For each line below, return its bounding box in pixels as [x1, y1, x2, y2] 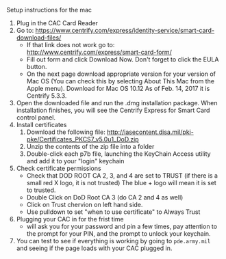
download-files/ [16, 33, 62, 42]
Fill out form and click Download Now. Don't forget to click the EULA [26, 55, 219, 64]
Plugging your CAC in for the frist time [16, 215, 124, 223]
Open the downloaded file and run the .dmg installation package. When [16, 99, 218, 107]
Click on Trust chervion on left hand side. [26, 201, 143, 208]
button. [26, 63, 47, 70]
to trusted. [26, 186, 56, 194]
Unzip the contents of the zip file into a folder [26, 143, 155, 150]
